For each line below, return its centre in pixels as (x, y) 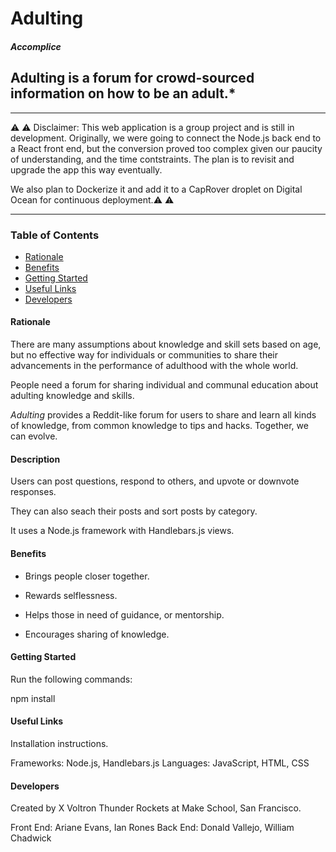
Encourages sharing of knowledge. (97, 634)
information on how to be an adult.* (123, 93)
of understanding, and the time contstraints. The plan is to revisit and (152, 159)
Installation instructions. (59, 743)
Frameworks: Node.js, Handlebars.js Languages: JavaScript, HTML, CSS (160, 763)
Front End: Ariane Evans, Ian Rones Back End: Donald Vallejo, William (152, 828)
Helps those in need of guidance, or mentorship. (124, 614)
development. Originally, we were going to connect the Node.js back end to (166, 138)
